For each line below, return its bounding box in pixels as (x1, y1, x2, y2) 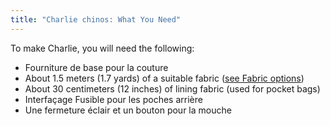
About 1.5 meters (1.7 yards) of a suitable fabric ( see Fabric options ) (24, 72, 305, 84)
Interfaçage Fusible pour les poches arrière (24, 93, 203, 105)
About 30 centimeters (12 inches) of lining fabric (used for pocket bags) (24, 82, 321, 95)
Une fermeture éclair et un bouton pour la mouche (24, 104, 232, 116)
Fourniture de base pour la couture (24, 61, 169, 73)
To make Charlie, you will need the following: (10, 42, 195, 54)
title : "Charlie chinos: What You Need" (10, 14, 182, 25)
